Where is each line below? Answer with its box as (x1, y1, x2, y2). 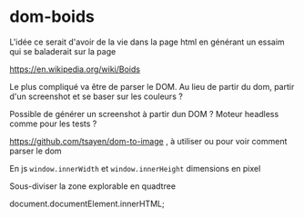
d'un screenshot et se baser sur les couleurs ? (9, 91, 184, 102)
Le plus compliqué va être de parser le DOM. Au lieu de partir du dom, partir (9, 81, 295, 92)
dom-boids (9, 6, 96, 27)
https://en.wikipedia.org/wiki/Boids (9, 64, 141, 74)
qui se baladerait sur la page (9, 45, 117, 56)
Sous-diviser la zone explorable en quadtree (9, 180, 176, 192)
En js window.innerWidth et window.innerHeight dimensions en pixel (9, 163, 261, 173)
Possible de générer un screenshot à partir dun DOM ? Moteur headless (9, 108, 279, 119)
